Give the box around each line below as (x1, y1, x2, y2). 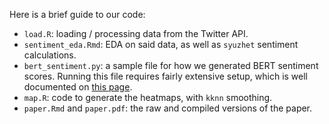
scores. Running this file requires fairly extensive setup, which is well (23, 70, 309, 82)
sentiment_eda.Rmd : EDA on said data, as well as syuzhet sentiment (23, 39, 299, 50)
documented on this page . (23, 81, 133, 93)
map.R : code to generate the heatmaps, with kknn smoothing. (23, 92, 273, 103)
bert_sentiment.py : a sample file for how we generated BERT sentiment (23, 60, 319, 71)
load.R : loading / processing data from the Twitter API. (23, 28, 249, 39)
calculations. (23, 49, 77, 61)
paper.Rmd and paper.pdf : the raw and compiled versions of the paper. (23, 102, 313, 114)
